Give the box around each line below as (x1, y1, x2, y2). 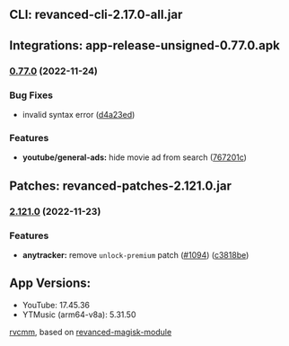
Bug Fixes (9, 89, 54, 102)
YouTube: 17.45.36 (22, 299, 91, 310)
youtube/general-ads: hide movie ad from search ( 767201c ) (22, 152, 247, 163)
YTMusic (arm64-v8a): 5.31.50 (22, 309, 136, 320)
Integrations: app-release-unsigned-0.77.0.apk (9, 38, 280, 53)
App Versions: (9, 276, 92, 291)
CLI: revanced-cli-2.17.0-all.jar (9, 7, 183, 22)
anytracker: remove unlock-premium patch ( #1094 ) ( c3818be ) (22, 249, 250, 260)
